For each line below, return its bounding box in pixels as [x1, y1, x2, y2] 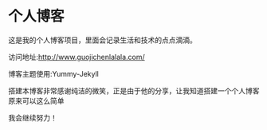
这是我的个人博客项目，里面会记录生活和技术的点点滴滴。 [8, 35, 197, 45]
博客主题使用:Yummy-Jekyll [8, 69, 100, 78]
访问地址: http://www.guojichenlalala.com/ [8, 52, 145, 61]
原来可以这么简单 [8, 96, 65, 105]
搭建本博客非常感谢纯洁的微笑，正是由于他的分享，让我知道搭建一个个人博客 [8, 85, 260, 96]
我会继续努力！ [8, 112, 57, 122]
